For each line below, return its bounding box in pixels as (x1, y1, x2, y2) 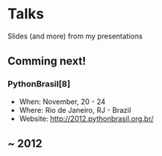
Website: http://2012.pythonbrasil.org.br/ (18, 114, 154, 123)
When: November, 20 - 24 (18, 97, 106, 106)
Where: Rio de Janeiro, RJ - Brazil (18, 105, 132, 114)
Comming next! (7, 54, 87, 68)
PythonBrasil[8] (7, 78, 71, 90)
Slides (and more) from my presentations (7, 31, 144, 41)
